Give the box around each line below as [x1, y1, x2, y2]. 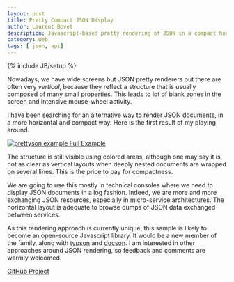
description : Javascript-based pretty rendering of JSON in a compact [7, 29, 217, 37]
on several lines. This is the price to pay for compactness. [7, 168, 173, 175]
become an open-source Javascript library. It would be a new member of [7, 231, 217, 240]
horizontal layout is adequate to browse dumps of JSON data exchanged [7, 203, 216, 211]
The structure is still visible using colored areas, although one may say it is [7, 152, 221, 161]
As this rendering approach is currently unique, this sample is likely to [7, 224, 208, 232]
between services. [7, 210, 61, 219]
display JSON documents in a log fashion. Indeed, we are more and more [7, 189, 217, 196]
